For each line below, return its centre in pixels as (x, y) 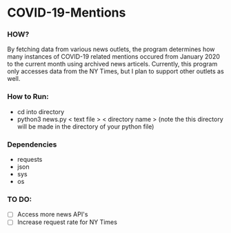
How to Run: (28, 97)
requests (30, 160)
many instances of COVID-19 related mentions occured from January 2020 (114, 57)
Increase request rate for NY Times (67, 222)
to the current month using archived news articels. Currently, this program (112, 64)
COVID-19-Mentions (67, 13)
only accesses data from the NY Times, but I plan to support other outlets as (115, 71)
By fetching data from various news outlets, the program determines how (111, 49)
